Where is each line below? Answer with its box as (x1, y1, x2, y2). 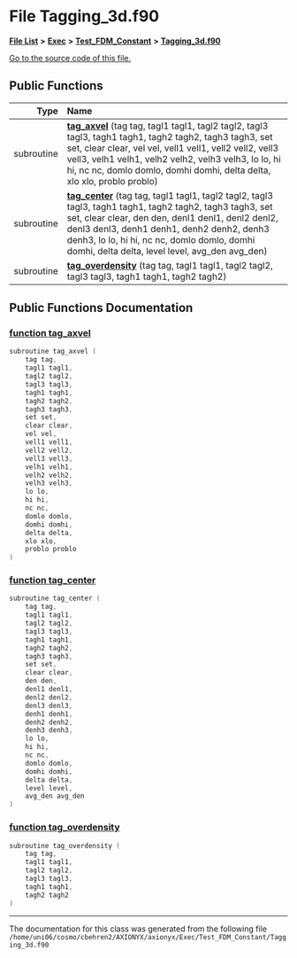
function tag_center (9, 574, 96, 587)
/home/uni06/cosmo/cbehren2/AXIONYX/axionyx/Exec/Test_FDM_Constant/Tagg (9, 932, 287, 941)
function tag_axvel (9, 327, 91, 339)
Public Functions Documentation (9, 300, 194, 315)
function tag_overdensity (9, 822, 121, 834)
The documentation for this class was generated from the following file (9, 923, 268, 934)
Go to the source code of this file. (9, 52, 132, 63)
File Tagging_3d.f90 (9, 6, 160, 27)
